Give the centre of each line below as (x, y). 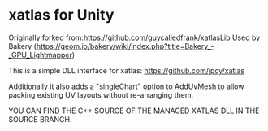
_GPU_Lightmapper (41, 55)
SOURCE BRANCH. (40, 119)
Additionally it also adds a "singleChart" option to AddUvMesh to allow (126, 86)
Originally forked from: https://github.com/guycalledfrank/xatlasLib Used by (134, 37)
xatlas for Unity (61, 15)
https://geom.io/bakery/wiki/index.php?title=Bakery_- (125, 46)
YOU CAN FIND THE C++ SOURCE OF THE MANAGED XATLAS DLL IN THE (134, 111)
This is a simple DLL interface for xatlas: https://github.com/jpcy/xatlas (127, 70)
